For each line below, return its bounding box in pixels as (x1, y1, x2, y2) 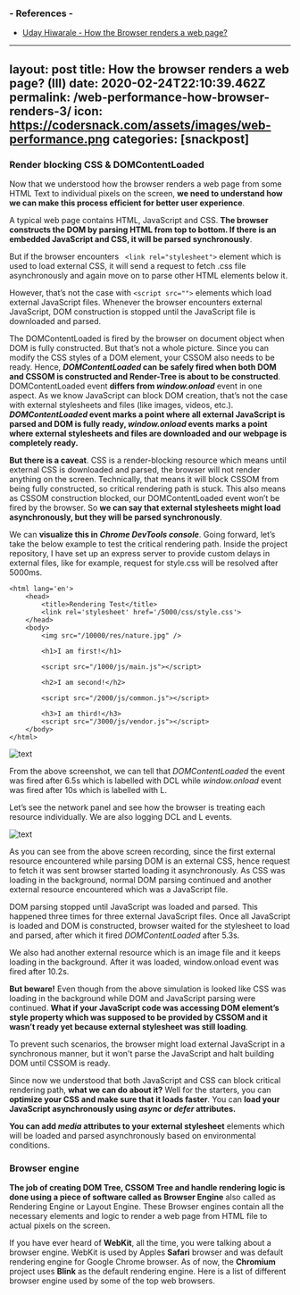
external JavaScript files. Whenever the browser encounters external (9, 297, 263, 307)
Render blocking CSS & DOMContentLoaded (9, 158, 205, 171)
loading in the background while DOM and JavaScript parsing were (9, 992, 256, 1003)
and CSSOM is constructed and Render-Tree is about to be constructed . (9, 371, 281, 381)
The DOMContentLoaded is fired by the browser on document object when (9, 333, 286, 344)
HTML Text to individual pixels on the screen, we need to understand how (9, 188, 283, 198)
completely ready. (9, 437, 79, 448)
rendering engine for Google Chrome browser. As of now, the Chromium (9, 1257, 277, 1267)
